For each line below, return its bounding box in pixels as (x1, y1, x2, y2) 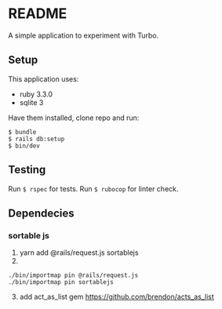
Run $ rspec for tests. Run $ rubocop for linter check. (8, 184, 179, 193)
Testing (8, 163, 46, 176)
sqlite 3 (19, 97, 44, 107)
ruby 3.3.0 (19, 89, 53, 99)
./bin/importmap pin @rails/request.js (8, 271, 139, 279)
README (8, 5, 67, 23)
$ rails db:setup (8, 135, 65, 143)
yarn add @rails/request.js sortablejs (19, 248, 139, 257)
